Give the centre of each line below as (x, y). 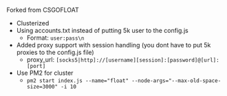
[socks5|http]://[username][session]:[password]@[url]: (138, 60)
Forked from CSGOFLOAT (43, 10)
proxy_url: (41, 60)
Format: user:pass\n (55, 38)
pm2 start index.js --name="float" (77, 81)
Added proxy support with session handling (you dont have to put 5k (113, 45)
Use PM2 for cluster (45, 73)
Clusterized (33, 23)
